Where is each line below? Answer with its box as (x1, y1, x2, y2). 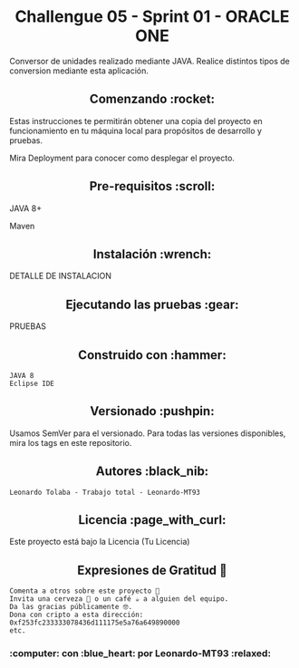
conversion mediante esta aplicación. (9, 65, 149, 76)
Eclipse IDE (9, 379, 54, 388)
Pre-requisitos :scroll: (89, 179, 216, 194)
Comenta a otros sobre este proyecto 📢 (9, 586, 160, 595)
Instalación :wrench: (92, 247, 212, 262)
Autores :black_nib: (95, 464, 209, 479)
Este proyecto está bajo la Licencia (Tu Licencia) (9, 537, 190, 547)
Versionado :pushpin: (90, 403, 215, 419)
